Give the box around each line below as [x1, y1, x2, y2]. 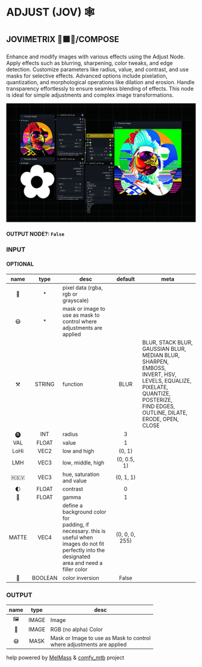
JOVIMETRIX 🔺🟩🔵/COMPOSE [6, 34, 119, 44]
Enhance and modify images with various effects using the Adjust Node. [6, 53, 185, 60]
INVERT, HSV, [142, 371, 177, 378]
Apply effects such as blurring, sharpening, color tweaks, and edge [6, 59, 173, 67]
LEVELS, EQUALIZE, [142, 377, 192, 385]
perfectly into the [62, 547, 105, 554]
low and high [62, 448, 94, 455]
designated [62, 553, 91, 560]
